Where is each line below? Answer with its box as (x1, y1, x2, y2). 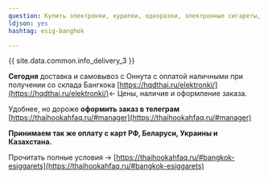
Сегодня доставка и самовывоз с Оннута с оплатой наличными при (8, 72, 244, 81)
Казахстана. (8, 137, 52, 147)
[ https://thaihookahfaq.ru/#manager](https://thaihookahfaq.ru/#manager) (8, 113, 252, 123)
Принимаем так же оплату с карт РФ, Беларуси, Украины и (8, 128, 219, 138)
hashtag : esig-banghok (8, 27, 85, 35)
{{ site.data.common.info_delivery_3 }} (8, 56, 135, 65)
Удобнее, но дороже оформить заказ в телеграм (8, 104, 179, 114)
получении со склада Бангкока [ (8, 80, 121, 89)
